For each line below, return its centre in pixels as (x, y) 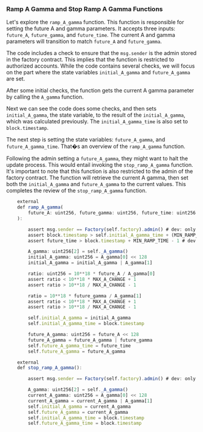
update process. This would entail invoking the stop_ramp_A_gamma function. (100, 165)
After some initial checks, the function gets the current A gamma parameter (100, 91)
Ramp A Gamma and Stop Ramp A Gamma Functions (85, 9)
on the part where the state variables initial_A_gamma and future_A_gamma (98, 73)
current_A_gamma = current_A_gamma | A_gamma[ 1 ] (90, 401)
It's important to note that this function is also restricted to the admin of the (100, 172)
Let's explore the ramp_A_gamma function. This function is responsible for (95, 22)
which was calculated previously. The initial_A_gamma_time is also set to (97, 121)
